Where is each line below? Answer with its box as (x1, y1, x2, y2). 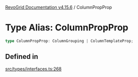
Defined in (5, 52, 39, 61)
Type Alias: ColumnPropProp (5, 22, 129, 33)
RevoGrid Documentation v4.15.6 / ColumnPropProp (5, 5, 112, 10)
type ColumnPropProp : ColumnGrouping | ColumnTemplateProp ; (5, 38, 134, 43)
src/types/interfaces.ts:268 (5, 65, 62, 72)
